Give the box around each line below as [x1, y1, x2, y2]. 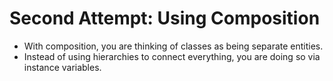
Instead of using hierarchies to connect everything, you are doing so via [23, 50, 321, 62]
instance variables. [23, 61, 102, 73]
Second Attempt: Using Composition [9, 7, 321, 30]
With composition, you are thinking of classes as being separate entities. [23, 40, 324, 52]
